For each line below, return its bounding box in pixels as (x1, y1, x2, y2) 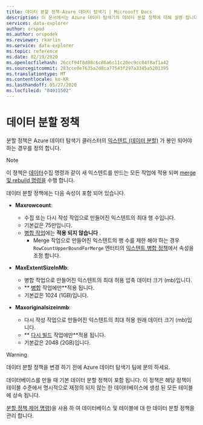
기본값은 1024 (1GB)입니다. (24, 291, 89, 298)
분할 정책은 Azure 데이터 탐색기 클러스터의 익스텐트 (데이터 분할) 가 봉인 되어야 (6, 137, 192, 144)
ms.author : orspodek (6, 31, 59, 38)
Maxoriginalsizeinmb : (14, 303, 71, 311)
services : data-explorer (6, 20, 69, 26)
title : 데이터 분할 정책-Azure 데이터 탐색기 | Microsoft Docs (6, 8, 152, 15)
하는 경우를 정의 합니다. (6, 144, 62, 151)
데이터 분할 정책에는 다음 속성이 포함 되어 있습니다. (6, 189, 126, 197)
